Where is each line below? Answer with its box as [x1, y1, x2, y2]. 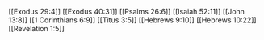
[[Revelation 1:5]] [8, 24, 65, 33]
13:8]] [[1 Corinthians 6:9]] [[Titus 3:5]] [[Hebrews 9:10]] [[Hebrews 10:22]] [8, 15, 257, 25]
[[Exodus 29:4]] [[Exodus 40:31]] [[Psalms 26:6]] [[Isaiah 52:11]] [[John [8, 7, 245, 16]
